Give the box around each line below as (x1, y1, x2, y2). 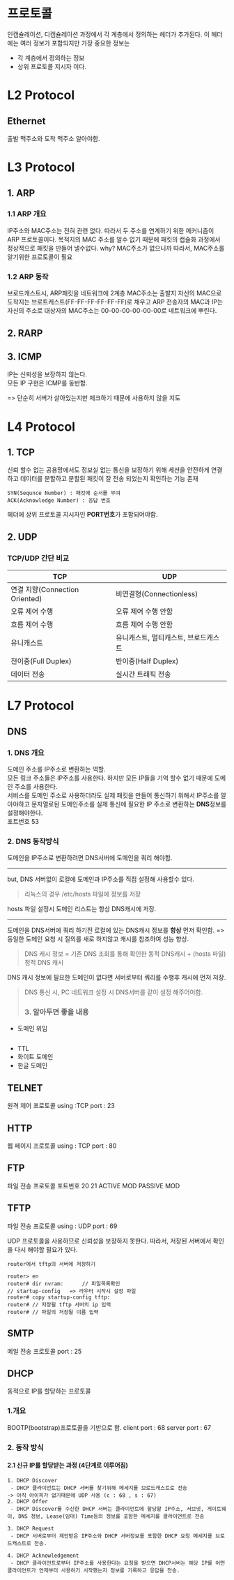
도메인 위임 (17, 1024, 48, 1033)
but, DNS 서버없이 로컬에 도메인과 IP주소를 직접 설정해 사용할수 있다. (7, 875, 195, 883)
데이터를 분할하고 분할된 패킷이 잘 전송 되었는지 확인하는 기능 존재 (19, 475, 198, 483)
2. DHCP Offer (7, 1498, 49, 1505)
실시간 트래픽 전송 (116, 670, 171, 679)
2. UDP (7, 531, 38, 542)
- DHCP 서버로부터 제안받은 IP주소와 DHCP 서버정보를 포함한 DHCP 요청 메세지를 (10, 1533, 212, 1540)
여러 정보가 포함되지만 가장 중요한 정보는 (19, 38, 130, 47)
